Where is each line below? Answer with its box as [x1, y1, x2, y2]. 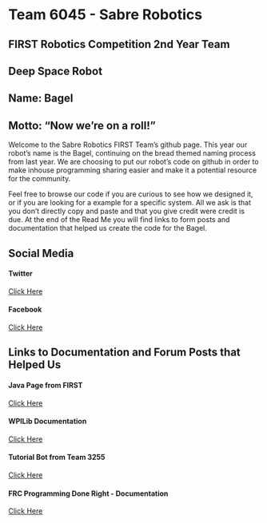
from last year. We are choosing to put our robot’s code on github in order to [8, 157, 259, 167]
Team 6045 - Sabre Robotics [8, 6, 202, 24]
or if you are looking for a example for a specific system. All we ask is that [8, 198, 252, 208]
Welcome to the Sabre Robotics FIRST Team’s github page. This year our [8, 140, 248, 149]
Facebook [8, 305, 42, 315]
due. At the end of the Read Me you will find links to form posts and [8, 215, 230, 224]
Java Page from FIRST [8, 380, 83, 390]
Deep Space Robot [8, 64, 102, 77]
